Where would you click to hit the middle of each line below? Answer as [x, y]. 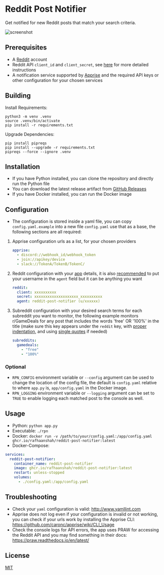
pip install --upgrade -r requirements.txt [50, 147]
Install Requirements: [26, 107]
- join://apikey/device [41, 259]
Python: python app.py [35, 425]
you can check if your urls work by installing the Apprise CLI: [74, 519]
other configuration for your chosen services [57, 80]
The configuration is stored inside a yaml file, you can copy [72, 221]
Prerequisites [26, 48]
